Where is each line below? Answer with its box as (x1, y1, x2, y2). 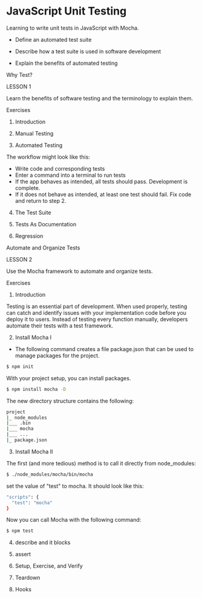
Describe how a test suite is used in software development (15, 47, 161, 55)
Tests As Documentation (15, 220, 77, 228)
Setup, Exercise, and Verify (15, 562, 83, 570)
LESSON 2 (6, 255, 33, 263)
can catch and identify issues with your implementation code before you (6, 309, 186, 316)
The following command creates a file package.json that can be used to (15, 345, 194, 352)
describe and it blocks (15, 539, 71, 546)
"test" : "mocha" (11, 499, 53, 506)
